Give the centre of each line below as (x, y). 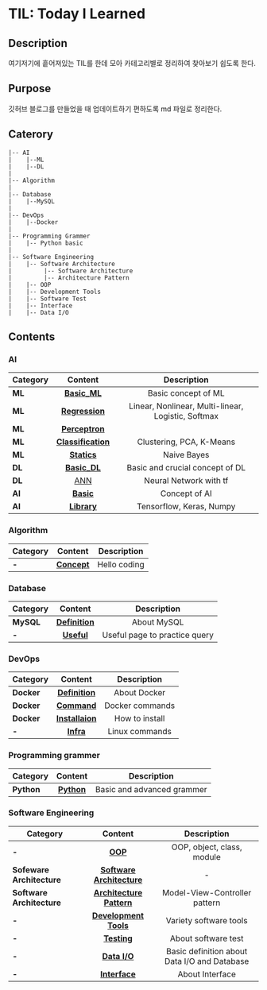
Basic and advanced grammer (151, 789)
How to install (139, 718)
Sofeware (31, 869)
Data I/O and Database (207, 961)
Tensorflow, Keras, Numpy (186, 507)
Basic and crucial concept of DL (186, 468)
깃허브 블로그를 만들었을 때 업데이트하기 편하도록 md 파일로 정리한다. (115, 109)
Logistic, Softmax (186, 416)
